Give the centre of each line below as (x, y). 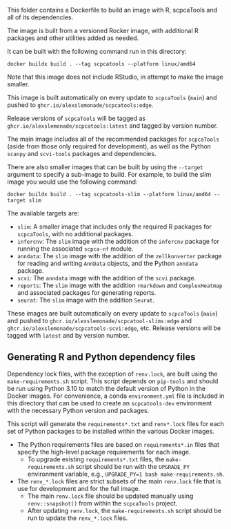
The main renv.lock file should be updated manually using (110, 496)
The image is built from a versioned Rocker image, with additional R (103, 31)
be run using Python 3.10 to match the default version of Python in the (106, 388)
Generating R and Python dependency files (101, 357)
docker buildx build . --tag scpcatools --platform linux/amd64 (101, 64)
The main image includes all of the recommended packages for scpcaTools (113, 139)
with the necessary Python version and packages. (78, 410)
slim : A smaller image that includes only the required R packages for (114, 227)
